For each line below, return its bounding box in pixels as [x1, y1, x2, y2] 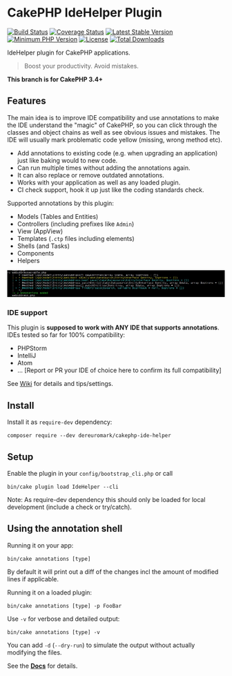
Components [17, 249, 55, 257]
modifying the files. [7, 648, 62, 657]
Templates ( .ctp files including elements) [17, 234, 135, 242]
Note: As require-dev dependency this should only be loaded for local [7, 496, 206, 503]
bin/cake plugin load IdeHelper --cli [7, 483, 119, 490]
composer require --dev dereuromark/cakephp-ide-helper [7, 432, 171, 439]
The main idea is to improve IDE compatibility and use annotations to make [7, 113, 220, 122]
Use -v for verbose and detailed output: [7, 615, 120, 623]
